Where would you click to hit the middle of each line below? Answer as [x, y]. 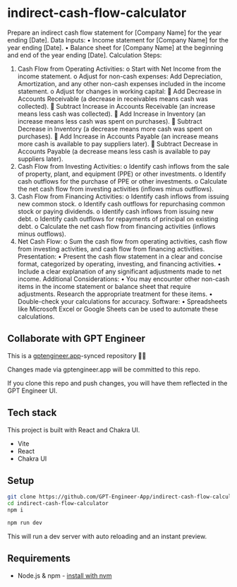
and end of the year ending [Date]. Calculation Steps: [85, 55]
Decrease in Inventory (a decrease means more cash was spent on [115, 129]
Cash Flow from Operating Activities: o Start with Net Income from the [119, 69]
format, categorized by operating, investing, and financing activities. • [119, 263]
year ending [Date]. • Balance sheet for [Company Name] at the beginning [115, 47]
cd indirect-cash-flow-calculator [58, 504]
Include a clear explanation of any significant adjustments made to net [120, 271]
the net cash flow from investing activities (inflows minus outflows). [115, 189]
